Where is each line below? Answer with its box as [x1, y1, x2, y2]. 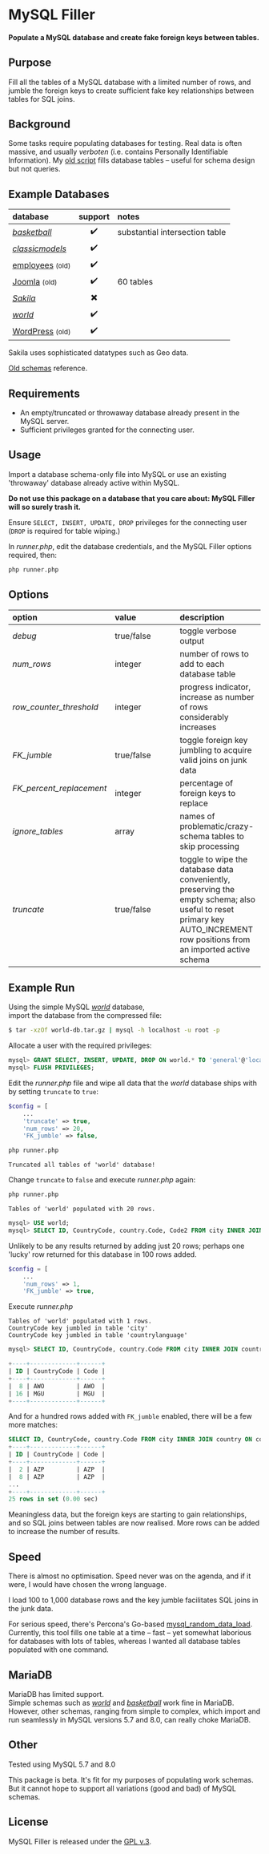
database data [179, 863, 234, 874]
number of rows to [179, 648, 250, 659]
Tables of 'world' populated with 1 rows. [8, 1317, 152, 1326]
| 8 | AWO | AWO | [8, 1382, 106, 1390]
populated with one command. [8, 1645, 110, 1654]
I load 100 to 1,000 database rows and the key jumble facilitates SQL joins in [8, 1595, 259, 1605]
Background [8, 117, 70, 131]
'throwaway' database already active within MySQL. [8, 478, 180, 487]
